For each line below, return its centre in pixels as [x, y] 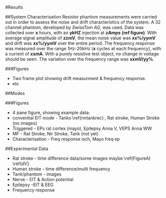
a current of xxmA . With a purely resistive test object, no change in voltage [82, 54]
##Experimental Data [27, 148]
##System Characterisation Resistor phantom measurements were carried [81, 17]
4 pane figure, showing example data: [51, 112]
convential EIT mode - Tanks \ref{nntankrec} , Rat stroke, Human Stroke [86, 118]
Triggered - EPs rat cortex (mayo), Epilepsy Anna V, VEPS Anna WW [82, 128]
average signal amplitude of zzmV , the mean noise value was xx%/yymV [80, 38]
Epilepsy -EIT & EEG [33, 185]
